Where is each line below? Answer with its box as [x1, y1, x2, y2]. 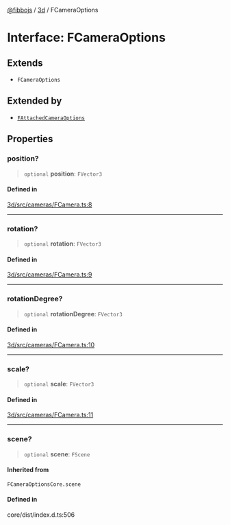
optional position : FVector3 [23, 170, 103, 178]
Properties [7, 133, 53, 145]
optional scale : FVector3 [23, 380, 94, 388]
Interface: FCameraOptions [7, 30, 166, 45]
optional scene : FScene [23, 450, 90, 458]
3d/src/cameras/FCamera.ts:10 [7, 340, 95, 349]
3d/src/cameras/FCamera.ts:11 [7, 411, 94, 419]
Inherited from [7, 466, 49, 474]
